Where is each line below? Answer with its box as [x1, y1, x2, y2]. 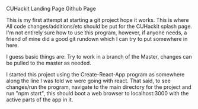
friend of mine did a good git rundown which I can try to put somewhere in [6, 36, 188, 42]
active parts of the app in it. [6, 96, 74, 103]
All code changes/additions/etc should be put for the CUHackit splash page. [6, 23, 193, 30]
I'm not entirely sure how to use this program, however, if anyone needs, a [6, 29, 187, 36]
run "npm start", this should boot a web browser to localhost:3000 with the [6, 90, 189, 97]
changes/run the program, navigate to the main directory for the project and [6, 84, 191, 91]
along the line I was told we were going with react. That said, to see [6, 77, 171, 84]
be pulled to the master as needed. [6, 59, 92, 66]
